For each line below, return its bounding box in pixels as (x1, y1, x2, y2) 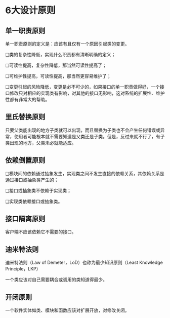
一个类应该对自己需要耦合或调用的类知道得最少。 (5, 276, 107, 283)
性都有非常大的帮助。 (5, 97, 50, 102)
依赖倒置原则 (5, 156, 46, 165)
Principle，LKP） (5, 266, 41, 272)
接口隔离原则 (5, 215, 46, 223)
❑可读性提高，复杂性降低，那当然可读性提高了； (5, 62, 107, 68)
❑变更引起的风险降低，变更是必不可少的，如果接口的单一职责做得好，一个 (5, 84, 160, 90)
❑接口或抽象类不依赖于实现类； (5, 187, 72, 193)
